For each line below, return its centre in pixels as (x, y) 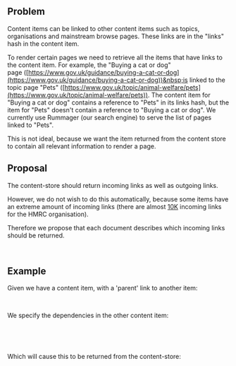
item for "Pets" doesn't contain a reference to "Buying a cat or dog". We (112, 110)
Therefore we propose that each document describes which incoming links (116, 228)
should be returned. (36, 235)
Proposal (27, 169)
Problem (26, 12)
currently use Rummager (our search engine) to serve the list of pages (110, 117)
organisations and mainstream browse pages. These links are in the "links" (116, 36)
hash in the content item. (43, 43)
